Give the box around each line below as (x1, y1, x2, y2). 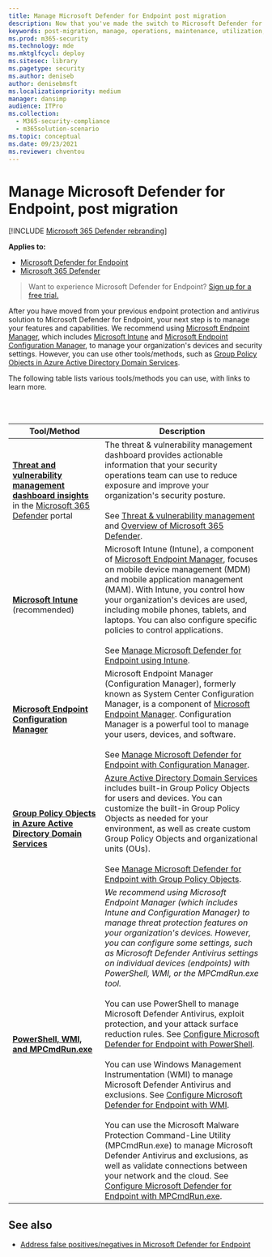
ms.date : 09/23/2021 (8, 139, 79, 148)
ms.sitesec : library (8, 58, 79, 66)
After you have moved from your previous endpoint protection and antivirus (8, 306, 260, 316)
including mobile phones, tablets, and (104, 604, 247, 616)
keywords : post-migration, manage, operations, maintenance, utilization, (8, 27, 266, 35)
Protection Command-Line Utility (104, 1130, 232, 1141)
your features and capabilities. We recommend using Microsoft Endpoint (8, 323, 250, 333)
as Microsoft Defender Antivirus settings (104, 948, 259, 959)
